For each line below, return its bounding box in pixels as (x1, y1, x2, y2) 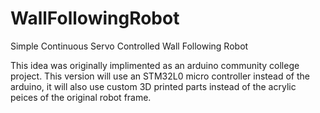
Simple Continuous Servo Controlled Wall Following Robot (10, 40, 249, 52)
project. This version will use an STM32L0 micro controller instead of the (10, 70, 310, 82)
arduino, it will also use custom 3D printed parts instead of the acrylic (10, 80, 297, 92)
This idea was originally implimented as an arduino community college (10, 59, 300, 71)
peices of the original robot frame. (10, 91, 152, 103)
